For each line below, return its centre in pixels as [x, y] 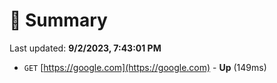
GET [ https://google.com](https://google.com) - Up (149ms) [145, 67]
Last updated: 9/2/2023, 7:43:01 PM [85, 48]
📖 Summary [58, 20]
